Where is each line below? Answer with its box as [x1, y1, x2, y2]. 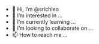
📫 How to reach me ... [11, 32, 68, 38]
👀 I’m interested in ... [11, 12, 63, 19]
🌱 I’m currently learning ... [11, 18, 76, 25]
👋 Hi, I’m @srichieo [11, 6, 59, 12]
